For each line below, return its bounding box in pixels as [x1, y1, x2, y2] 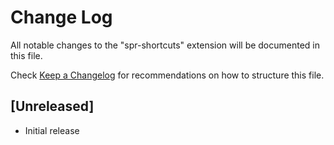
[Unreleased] [10, 98, 95, 115]
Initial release [24, 124, 80, 136]
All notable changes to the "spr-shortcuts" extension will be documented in [10, 39, 321, 51]
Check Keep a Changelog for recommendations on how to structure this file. [10, 69, 325, 81]
